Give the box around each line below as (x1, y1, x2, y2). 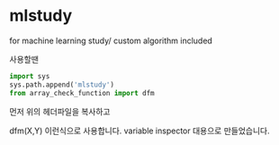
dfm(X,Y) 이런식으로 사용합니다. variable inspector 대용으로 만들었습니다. (9, 125, 270, 136)
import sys (9, 71, 50, 81)
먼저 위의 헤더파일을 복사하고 (9, 105, 111, 117)
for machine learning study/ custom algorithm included (9, 35, 213, 46)
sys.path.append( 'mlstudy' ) (9, 80, 115, 89)
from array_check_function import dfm (9, 88, 155, 97)
